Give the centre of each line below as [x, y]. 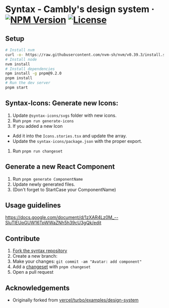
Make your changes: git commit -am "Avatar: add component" [77, 261]
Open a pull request [33, 272]
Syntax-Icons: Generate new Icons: [62, 103]
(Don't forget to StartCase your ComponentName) [64, 189]
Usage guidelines [33, 205]
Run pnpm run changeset [37, 151]
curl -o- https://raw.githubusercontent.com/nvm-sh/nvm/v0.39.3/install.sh [86, 55]
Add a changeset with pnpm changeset [52, 267]
